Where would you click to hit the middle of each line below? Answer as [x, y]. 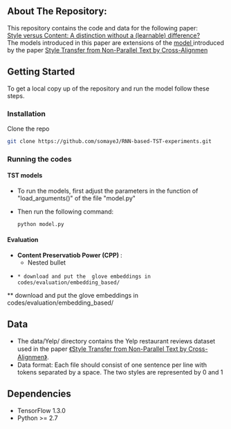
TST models [25, 175]
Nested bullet [47, 263]
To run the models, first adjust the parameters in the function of [108, 191]
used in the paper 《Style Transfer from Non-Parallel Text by [102, 349]
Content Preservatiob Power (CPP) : [70, 255]
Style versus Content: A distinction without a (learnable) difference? [104, 35]
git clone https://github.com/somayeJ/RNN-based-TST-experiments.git [110, 141]
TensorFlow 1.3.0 [41, 410]
